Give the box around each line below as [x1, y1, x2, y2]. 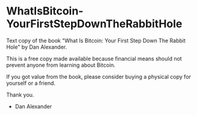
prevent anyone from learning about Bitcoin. [6, 61, 116, 69]
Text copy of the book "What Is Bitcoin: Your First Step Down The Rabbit [6, 37, 186, 44]
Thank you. [6, 91, 34, 98]
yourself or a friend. [6, 79, 56, 87]
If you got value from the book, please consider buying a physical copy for [6, 73, 192, 80]
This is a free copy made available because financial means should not [6, 55, 182, 62]
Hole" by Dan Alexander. [6, 43, 67, 51]
